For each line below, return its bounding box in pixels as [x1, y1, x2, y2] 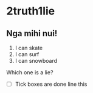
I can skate [15, 44, 43, 51]
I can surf [15, 51, 40, 58]
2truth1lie [6, 4, 55, 18]
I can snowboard [15, 57, 58, 64]
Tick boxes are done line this [15, 80, 88, 88]
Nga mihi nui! [6, 28, 58, 39]
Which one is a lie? [6, 69, 53, 76]
